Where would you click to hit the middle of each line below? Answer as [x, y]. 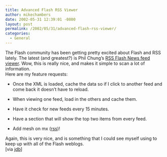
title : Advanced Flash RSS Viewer [42, 10]
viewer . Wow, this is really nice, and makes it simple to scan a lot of [75, 63]
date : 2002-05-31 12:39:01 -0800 [40, 19]
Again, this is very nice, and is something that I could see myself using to [81, 138]
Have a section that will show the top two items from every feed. [80, 119]
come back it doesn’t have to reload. [51, 89]
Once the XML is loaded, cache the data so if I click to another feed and [88, 84]
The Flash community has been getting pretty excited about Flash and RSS [83, 52]
